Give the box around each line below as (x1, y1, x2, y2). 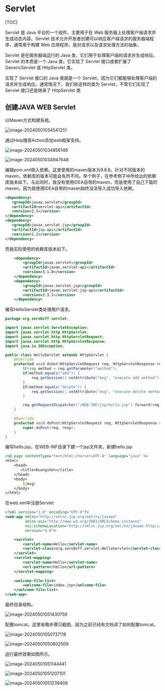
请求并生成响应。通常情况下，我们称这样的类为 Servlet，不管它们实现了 (5, 81, 150, 87)
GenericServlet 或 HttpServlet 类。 (5, 65, 75, 70)
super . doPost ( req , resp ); (23, 425, 76, 430)
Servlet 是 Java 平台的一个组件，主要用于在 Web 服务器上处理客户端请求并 (5, 29, 156, 35)
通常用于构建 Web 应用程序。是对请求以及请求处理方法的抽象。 (13, 41, 141, 47)
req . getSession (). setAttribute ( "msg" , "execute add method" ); (31, 375, 162, 380)
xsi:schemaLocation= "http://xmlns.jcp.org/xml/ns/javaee (25, 523, 144, 528)
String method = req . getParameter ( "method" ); (23, 366, 118, 371)
